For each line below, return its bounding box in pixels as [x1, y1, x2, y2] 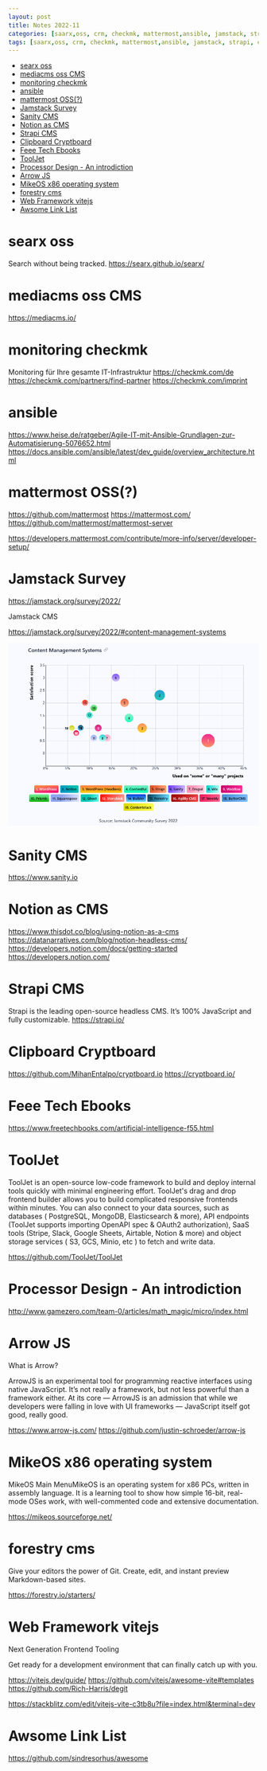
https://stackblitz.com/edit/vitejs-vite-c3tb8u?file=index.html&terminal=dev [8, 1699, 256, 1708]
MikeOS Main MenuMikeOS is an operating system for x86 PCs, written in [8, 1480, 250, 1489]
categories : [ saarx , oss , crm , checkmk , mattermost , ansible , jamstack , [8, 29, 247, 37]
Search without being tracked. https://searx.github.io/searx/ [8, 259, 205, 268]
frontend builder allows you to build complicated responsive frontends [8, 1194, 238, 1204]
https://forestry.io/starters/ [8, 1589, 96, 1600]
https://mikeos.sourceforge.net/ [8, 1511, 113, 1521]
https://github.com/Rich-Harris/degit [8, 1683, 129, 1693]
